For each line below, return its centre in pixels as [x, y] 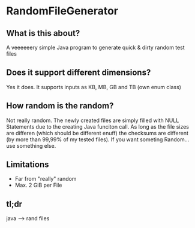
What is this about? [43, 33]
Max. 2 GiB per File [38, 185]
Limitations [28, 165]
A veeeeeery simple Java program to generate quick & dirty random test [95, 47]
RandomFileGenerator [62, 11]
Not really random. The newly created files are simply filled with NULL [93, 120]
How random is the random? [60, 106]
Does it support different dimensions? [79, 73]
